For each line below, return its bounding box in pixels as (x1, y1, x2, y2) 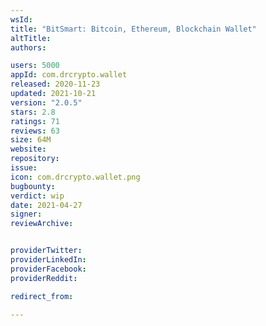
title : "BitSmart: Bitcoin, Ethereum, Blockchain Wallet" (10, 24, 257, 34)
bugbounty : (10, 181, 56, 191)
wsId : (10, 14, 33, 25)
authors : (10, 42, 47, 53)
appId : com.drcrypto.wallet (10, 70, 128, 80)
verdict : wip (10, 191, 65, 201)
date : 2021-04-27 (10, 200, 83, 210)
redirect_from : (10, 291, 74, 301)
